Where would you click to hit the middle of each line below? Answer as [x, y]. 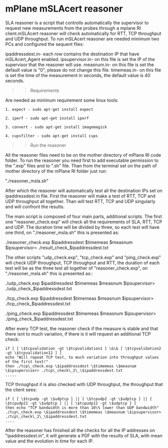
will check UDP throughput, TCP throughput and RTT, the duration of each [82, 263]
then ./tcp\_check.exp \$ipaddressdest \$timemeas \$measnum [71, 366]
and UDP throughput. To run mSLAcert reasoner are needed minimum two [82, 39]
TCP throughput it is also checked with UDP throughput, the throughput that [84, 384]
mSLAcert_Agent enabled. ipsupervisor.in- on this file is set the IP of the [80, 59]
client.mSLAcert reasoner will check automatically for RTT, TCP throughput [83, 33]
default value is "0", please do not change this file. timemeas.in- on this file [83, 70]
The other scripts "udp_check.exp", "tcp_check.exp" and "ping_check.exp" [83, 257]
